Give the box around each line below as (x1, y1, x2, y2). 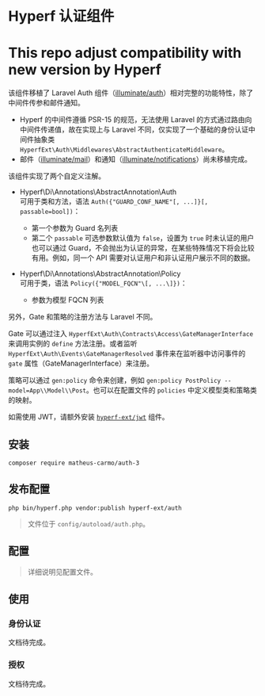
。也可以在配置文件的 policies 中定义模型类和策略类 (85, 385, 257, 395)
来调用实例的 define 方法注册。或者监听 (8, 338, 138, 349)
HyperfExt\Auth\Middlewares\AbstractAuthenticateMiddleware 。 (19, 144, 229, 155)
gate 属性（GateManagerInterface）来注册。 (8, 358, 154, 369)
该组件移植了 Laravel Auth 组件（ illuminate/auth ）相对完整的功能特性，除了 (8, 88, 254, 98)
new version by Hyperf (8, 61, 162, 79)
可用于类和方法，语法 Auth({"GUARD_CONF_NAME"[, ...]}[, (19, 197, 208, 206)
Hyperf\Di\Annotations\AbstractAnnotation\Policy (19, 269, 181, 278)
